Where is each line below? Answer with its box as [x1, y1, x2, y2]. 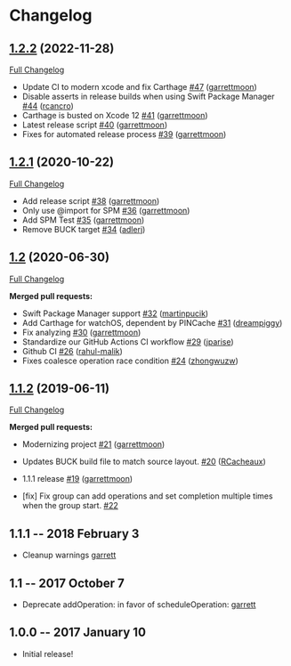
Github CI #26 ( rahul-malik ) [21, 345, 123, 356]
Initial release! [21, 648, 74, 659]
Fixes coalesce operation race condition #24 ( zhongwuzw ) [21, 355, 238, 366]
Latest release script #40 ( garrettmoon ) [21, 119, 167, 130]
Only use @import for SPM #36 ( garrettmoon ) [21, 205, 190, 215]
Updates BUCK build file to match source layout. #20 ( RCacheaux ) [21, 456, 267, 467]
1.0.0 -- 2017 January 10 [9, 625, 147, 640]
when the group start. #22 [21, 500, 118, 511]
